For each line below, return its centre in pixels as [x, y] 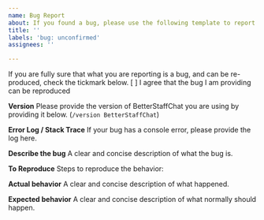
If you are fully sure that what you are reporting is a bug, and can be [119, 74]
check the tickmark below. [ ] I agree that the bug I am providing [147, 83]
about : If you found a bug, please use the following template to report [132, 23]
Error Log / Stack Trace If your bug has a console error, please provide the [130, 130]
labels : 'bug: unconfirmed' [54, 37]
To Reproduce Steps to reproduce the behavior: [86, 169]
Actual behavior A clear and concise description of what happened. [119, 184]
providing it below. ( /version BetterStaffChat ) [84, 114]
